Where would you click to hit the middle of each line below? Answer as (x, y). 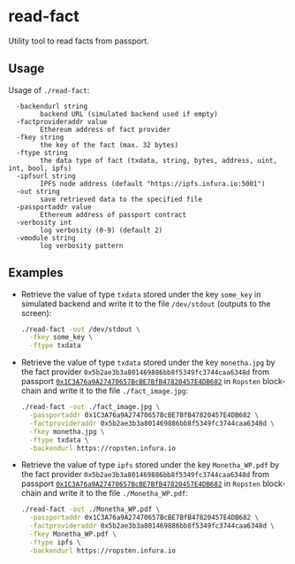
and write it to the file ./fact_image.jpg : (116, 390)
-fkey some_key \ (61, 337)
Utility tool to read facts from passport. (79, 41)
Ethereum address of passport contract (113, 214)
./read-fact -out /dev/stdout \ (80, 329)
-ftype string (42, 152)
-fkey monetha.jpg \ (67, 431)
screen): (36, 313)
